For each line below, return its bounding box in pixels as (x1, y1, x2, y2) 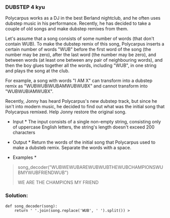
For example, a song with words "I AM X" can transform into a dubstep (5, 77, 153, 84)
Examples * (12, 154, 37, 160)
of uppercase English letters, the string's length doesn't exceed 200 (12, 124, 155, 130)
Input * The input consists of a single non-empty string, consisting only (12, 119, 161, 125)
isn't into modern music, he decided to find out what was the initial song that (5, 104, 165, 110)
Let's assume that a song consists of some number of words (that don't (5, 35, 154, 41)
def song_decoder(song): (5, 203, 58, 208)
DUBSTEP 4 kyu (5, 4, 46, 11)
